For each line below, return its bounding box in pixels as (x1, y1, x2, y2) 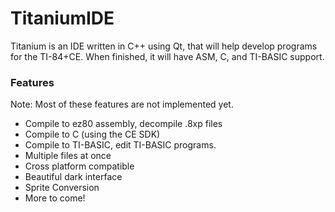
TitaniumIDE (10, 7, 115, 30)
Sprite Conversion (24, 182, 100, 194)
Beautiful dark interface (24, 171, 123, 183)
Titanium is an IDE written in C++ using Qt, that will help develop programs (10, 40, 318, 52)
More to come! (24, 192, 86, 204)
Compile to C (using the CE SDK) (24, 128, 161, 141)
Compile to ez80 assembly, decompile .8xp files (24, 118, 223, 130)
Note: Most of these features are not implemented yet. (10, 98, 234, 111)
